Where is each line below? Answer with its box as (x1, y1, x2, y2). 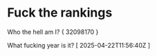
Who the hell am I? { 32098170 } (7, 28, 99, 36)
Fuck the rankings (7, 5, 113, 21)
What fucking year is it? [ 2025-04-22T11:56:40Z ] (7, 41, 151, 49)
